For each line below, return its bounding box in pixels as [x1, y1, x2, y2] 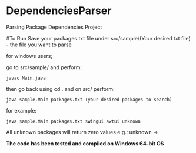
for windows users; [6, 52, 53, 59]
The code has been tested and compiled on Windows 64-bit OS [6, 140, 164, 147]
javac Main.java [6, 75, 46, 81]
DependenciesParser [6, 4, 112, 18]
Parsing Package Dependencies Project [6, 23, 102, 30]
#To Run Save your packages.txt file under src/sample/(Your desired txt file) [6, 35, 191, 42]
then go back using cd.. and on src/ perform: [6, 85, 115, 92]
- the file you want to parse [6, 41, 72, 48]
